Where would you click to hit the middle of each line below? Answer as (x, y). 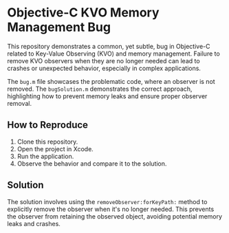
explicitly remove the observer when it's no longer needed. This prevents (111, 209)
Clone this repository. (47, 142)
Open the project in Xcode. (55, 148)
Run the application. (45, 156)
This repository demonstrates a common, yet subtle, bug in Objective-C (109, 46)
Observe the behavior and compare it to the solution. (92, 164)
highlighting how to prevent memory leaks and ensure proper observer (107, 96)
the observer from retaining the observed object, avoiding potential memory (115, 216)
